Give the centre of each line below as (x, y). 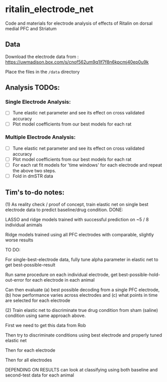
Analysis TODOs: (33, 87)
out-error (15, 280)
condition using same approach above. (46, 315)
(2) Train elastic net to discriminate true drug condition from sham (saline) (82, 310)
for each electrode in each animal (60, 280)
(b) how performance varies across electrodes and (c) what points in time (81, 295)
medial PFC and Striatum (31, 28)
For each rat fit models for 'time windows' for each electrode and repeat (87, 165)
